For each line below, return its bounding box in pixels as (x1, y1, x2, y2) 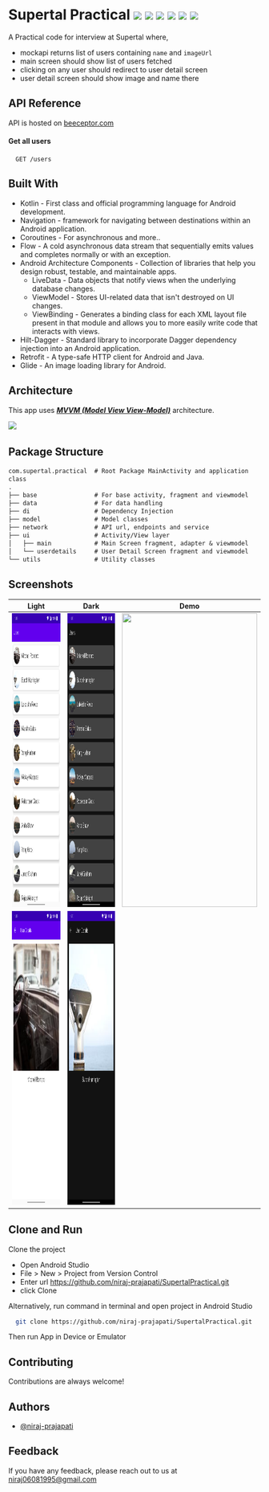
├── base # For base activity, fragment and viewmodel (8, 492, 249, 500)
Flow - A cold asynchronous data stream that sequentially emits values (19, 241, 254, 251)
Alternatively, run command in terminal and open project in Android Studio (8, 1301, 253, 1310)
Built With (8, 177, 58, 190)
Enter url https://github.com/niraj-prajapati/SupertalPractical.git (19, 1277, 230, 1286)
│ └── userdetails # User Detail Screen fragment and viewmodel (8, 548, 249, 556)
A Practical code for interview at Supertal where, (8, 32, 169, 42)
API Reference (8, 96, 82, 110)
